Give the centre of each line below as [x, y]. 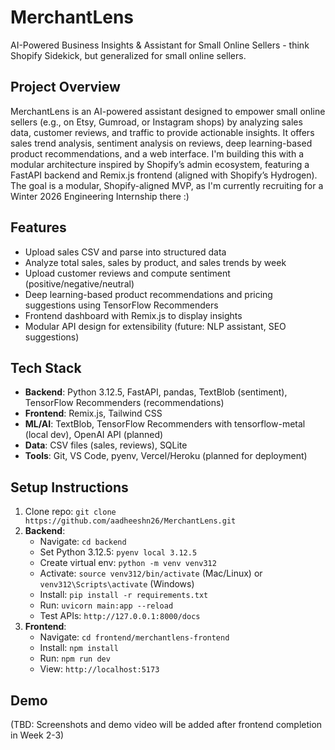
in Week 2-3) [37, 735]
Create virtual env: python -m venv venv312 [128, 563]
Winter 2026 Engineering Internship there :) [100, 196]
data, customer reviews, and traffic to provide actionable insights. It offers [162, 132]
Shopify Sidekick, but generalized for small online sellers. [128, 55]
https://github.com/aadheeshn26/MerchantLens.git [130, 521]
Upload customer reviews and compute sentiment [127, 273]
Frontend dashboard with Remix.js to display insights [133, 315]
